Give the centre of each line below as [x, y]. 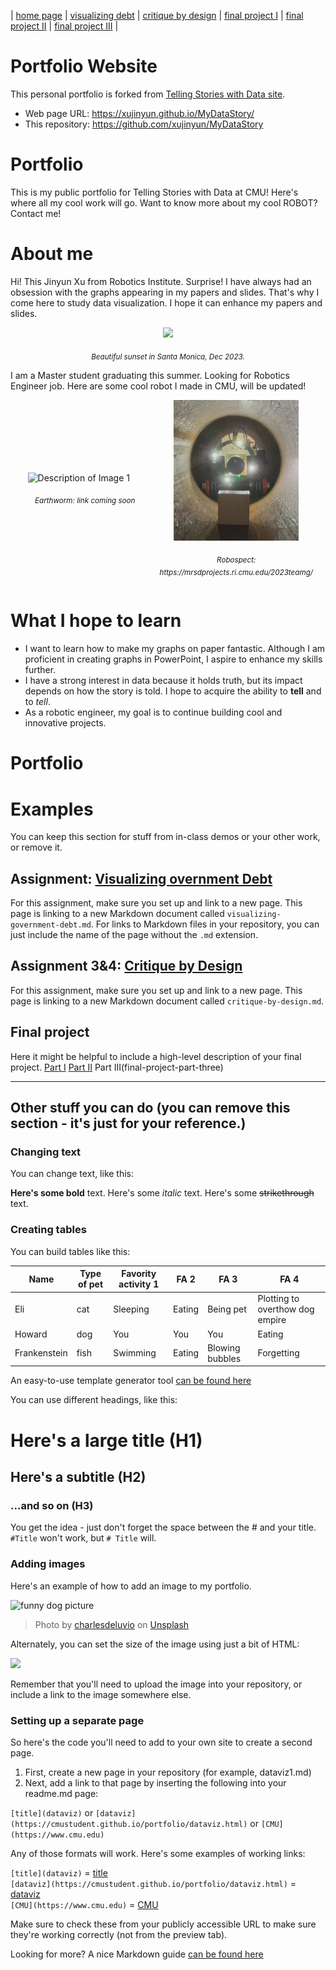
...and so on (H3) [52, 1505]
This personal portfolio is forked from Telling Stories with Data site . [148, 94]
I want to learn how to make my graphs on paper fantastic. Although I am [175, 649]
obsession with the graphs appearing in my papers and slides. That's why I [165, 292]
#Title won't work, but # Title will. [83, 1538]
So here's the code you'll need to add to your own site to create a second [161, 1742]
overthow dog [286, 1309]
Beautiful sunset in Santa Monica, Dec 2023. [168, 356]
